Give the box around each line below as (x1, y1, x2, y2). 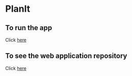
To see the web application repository (5, 52, 127, 60)
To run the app (5, 23, 52, 32)
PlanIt (5, 3, 30, 15)
